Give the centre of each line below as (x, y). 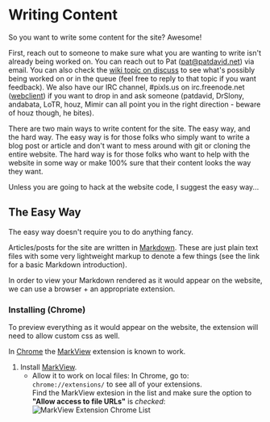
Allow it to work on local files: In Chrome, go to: (110, 376)
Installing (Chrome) (47, 310)
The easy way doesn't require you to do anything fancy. (101, 232)
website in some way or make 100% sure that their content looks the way (130, 162)
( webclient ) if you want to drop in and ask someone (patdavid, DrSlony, (126, 95)
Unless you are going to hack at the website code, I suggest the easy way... (134, 186)
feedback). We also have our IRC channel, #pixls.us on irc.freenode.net (127, 87)
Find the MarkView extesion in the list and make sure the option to (142, 393)
